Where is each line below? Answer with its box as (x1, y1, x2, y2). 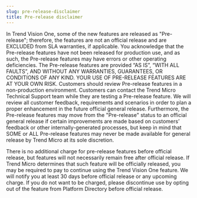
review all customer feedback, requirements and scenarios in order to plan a (6, 99, 192, 106)
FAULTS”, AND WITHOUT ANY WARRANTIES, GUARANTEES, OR (6, 68, 163, 75)
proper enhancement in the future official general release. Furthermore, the (6, 105, 189, 112)
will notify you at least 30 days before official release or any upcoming (6, 173, 177, 180)
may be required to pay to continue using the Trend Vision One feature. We (6, 166, 189, 173)
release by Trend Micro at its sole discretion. (6, 136, 114, 143)
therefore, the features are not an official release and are (29, 36, 167, 43)
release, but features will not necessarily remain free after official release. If (6, 154, 190, 161)
